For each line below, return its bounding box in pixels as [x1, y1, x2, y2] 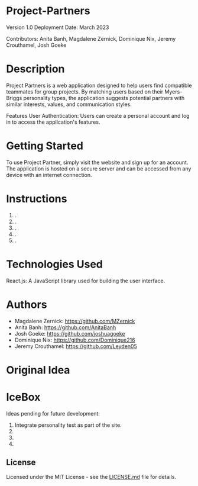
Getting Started [6, 139, 84, 153]
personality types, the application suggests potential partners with [23, 94, 185, 101]
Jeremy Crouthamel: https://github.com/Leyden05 [14, 342, 137, 350]
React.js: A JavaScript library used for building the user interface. [6, 277, 165, 284]
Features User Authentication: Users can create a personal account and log [6, 112, 190, 119]
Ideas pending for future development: [6, 410, 100, 417]
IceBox [6, 391, 41, 404]
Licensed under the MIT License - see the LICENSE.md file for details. [6, 473, 176, 480]
